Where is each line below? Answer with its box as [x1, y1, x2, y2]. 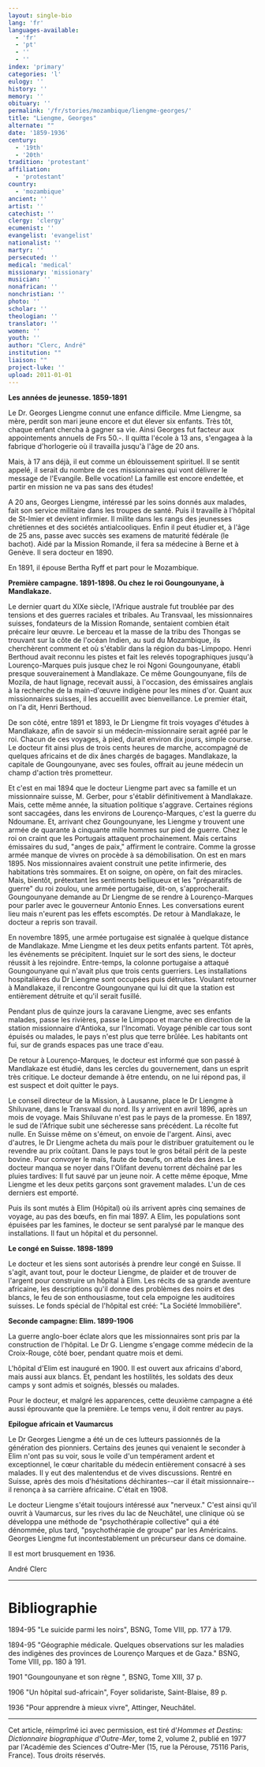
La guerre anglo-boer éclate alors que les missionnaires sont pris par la [8, 1331, 241, 1341]
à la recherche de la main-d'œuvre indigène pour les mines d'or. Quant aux [8, 686, 252, 695]
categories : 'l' [8, 70, 62, 78]
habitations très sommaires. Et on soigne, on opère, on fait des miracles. [8, 867, 243, 876]
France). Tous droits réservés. [8, 1750, 106, 1760]
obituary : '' [8, 99, 51, 107]
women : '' [8, 327, 41, 335]
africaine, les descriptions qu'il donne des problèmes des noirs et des [8, 1283, 235, 1294]
